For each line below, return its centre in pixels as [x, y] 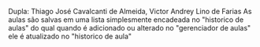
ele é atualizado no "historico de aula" [70, 36]
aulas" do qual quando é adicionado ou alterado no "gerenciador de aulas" [130, 28]
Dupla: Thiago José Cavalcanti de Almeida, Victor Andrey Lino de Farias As [130, 11]
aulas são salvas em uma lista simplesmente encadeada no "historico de [126, 20]
